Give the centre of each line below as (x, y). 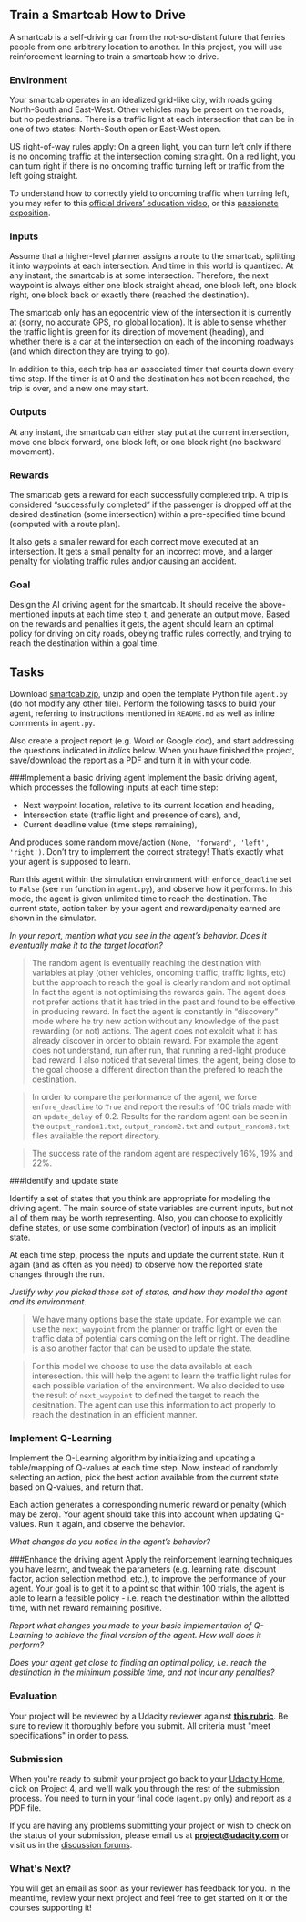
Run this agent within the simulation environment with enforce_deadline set (150, 879)
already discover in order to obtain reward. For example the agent (155, 1041)
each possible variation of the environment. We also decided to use (158, 1386)
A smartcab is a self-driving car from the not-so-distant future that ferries (148, 36)
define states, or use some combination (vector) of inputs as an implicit (143, 1228)
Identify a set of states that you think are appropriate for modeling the (140, 1199)
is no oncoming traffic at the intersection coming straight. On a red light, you (153, 156)
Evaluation (33, 1696)
